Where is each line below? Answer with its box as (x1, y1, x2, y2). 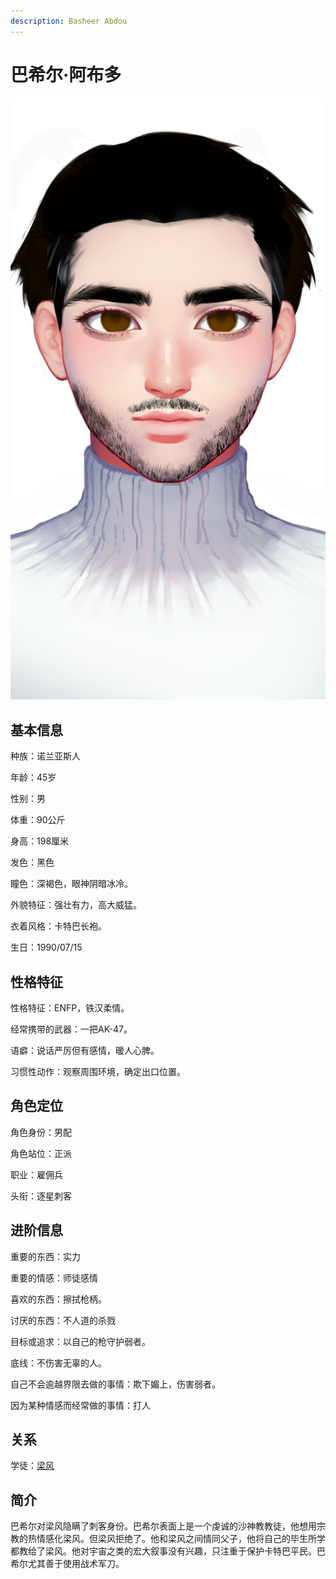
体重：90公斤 (10, 814, 66, 826)
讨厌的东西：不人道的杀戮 (10, 1314, 116, 1326)
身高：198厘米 (10, 835, 70, 847)
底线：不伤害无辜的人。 (10, 1356, 107, 1369)
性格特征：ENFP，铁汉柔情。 (10, 1002, 130, 1014)
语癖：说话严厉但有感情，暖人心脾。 (10, 1045, 160, 1057)
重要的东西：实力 (10, 1250, 81, 1262)
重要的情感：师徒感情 (10, 1271, 98, 1284)
